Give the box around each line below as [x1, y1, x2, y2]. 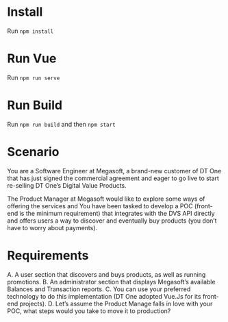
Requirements [7, 247, 89, 263]
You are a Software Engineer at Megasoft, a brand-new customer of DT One [7, 166, 222, 175]
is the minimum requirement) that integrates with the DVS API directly [19, 209, 215, 217]
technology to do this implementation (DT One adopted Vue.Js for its [7, 292, 201, 300]
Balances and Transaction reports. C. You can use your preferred [7, 285, 191, 293]
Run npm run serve [7, 73, 60, 82]
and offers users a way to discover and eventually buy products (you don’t [7, 216, 217, 225]
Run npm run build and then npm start [7, 120, 116, 128]
